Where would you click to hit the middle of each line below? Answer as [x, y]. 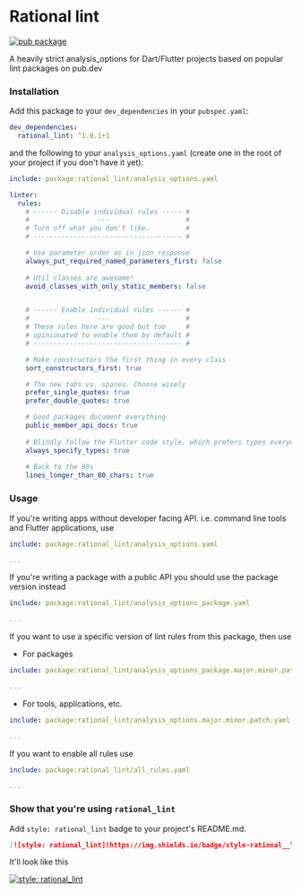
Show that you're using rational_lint [93, 809]
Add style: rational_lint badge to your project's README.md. [128, 828]
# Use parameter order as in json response [108, 253]
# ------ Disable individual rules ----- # [108, 212]
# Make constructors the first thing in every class [126, 360]
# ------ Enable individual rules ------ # [108, 310]
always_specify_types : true [77, 450]
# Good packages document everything [96, 417]
